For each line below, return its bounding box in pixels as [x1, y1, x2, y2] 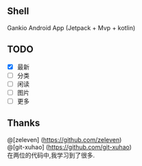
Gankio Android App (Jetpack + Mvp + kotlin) [7, 23, 136, 32]
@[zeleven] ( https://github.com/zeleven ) [7, 135, 122, 143]
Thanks [7, 117, 40, 129]
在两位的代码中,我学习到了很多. [7, 151, 95, 159]
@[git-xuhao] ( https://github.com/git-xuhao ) [7, 143, 132, 151]
